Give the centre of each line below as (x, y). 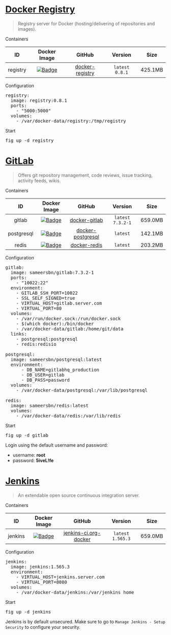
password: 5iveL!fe (33, 460)
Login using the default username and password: (57, 445)
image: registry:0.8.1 (39, 100)
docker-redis (87, 245)
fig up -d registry (30, 140)
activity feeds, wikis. (39, 181)
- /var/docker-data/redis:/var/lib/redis (68, 416)
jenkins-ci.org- (82, 533)
